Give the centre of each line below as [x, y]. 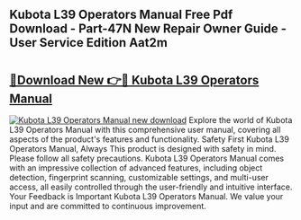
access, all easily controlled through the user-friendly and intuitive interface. [151, 187]
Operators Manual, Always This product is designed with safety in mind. [143, 149]
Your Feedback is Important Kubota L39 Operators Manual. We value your [146, 196]
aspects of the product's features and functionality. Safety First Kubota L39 [150, 139]
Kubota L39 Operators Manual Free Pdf [121, 15]
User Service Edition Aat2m [89, 43]
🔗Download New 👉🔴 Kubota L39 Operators [134, 80]
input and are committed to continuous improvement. [108, 206]
